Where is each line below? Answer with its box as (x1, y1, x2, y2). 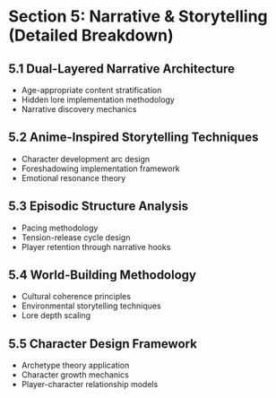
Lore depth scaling (21, 310, 91, 321)
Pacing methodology (21, 222, 99, 233)
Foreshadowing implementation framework (21, 163, 180, 174)
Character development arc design (21, 153, 151, 164)
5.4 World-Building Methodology (8, 267, 196, 283)
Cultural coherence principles (21, 291, 132, 302)
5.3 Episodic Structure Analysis (8, 199, 189, 214)
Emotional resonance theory (21, 172, 126, 183)
